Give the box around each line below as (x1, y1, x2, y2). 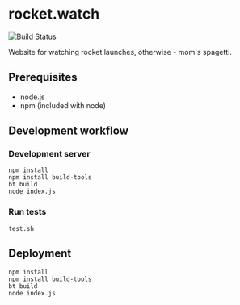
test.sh (8, 224, 35, 232)
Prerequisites (8, 70, 78, 85)
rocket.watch (8, 5, 100, 23)
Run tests (8, 207, 47, 218)
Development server (8, 148, 91, 160)
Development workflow (8, 124, 129, 138)
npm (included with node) (19, 100, 107, 110)
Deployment (8, 247, 72, 261)
